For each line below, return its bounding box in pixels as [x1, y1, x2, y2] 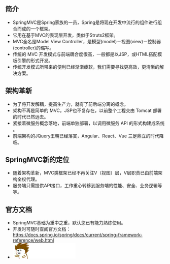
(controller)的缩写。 [12, 45, 54, 51]
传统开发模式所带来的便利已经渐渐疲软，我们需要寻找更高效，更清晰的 [12, 64, 160, 70]
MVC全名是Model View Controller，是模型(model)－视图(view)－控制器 [12, 38, 161, 44]
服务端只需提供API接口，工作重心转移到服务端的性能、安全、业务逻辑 [12, 183, 158, 189]
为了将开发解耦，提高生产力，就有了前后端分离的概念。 [12, 101, 128, 107]
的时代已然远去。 [12, 113, 49, 120]
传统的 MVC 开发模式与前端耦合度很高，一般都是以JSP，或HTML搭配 [12, 51, 158, 57]
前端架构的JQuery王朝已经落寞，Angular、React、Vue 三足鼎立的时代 [12, 133, 160, 139]
